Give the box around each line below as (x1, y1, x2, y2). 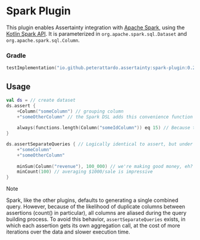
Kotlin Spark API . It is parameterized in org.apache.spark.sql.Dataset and (6, 30, 187, 37)
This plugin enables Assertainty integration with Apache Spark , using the (6, 24, 185, 31)
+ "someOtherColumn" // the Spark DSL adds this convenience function (17, 114, 193, 120)
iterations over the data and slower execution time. (6, 228, 130, 236)
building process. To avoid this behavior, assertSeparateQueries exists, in (6, 216, 186, 223)
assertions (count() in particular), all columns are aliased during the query (6, 210, 187, 217)
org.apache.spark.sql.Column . (6, 36, 80, 43)
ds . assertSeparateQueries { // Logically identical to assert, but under (6, 141, 193, 147)
